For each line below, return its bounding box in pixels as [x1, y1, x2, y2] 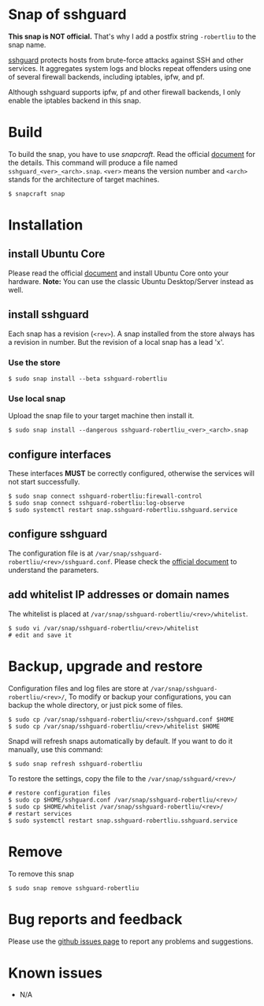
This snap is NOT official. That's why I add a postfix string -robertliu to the [8, 32, 256, 41]
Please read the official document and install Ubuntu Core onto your [8, 268, 229, 278]
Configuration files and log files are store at [8, 683, 149, 693]
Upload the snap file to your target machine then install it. [8, 411, 195, 421]
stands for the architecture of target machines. [8, 174, 160, 184]
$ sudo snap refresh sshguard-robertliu [8, 760, 143, 768]
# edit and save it [8, 631, 73, 639]
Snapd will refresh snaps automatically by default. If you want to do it [8, 736, 233, 746]
